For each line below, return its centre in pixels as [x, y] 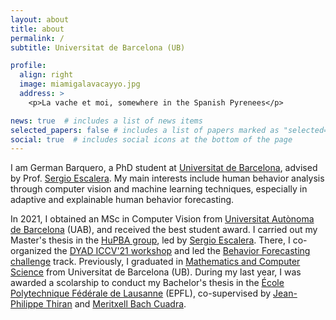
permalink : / [37, 38]
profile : [28, 66]
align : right [46, 75]
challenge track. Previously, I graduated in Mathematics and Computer [155, 262]
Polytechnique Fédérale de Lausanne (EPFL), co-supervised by [141, 293]
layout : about [40, 19]
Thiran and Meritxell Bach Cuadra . [116, 304]
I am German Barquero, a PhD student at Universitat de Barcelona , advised [164, 168]
